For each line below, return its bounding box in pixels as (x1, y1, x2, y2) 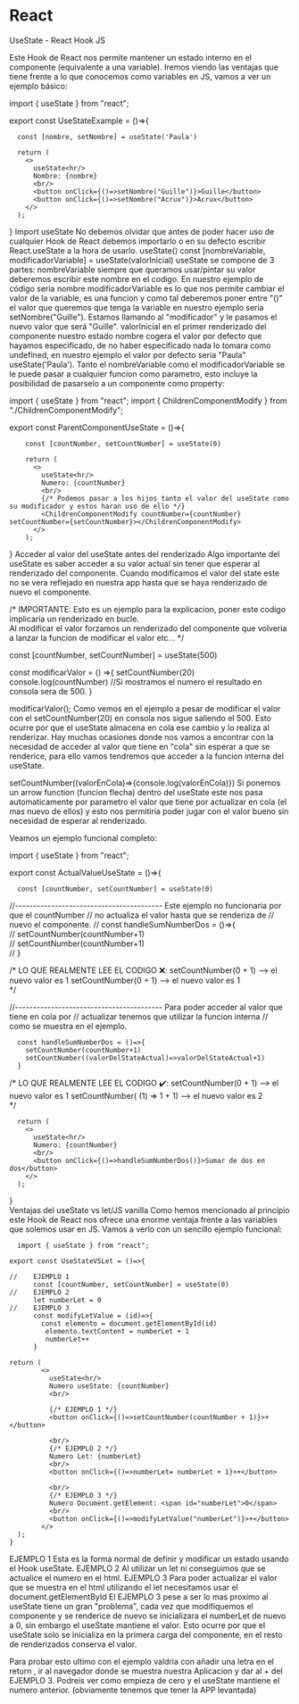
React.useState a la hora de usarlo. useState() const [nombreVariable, (9, 245, 266, 255)
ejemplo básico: (9, 80, 69, 91)
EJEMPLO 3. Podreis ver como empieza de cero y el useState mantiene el (9, 1675, 280, 1685)
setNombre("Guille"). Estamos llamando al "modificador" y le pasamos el (9, 312, 278, 322)
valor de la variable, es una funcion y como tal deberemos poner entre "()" (9, 292, 283, 303)
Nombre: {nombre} (32, 171, 98, 180)
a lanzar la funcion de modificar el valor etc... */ (9, 632, 185, 643)
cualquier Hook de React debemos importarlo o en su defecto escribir (9, 236, 266, 246)
